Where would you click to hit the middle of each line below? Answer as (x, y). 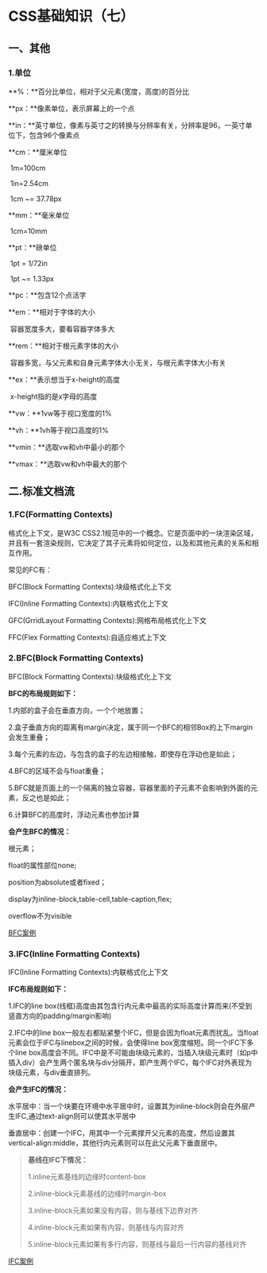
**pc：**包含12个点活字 (47, 295)
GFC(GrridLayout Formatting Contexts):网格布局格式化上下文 (107, 620)
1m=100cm (28, 168)
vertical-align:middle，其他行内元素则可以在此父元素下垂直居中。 (115, 1143)
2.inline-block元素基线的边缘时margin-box (97, 1194)
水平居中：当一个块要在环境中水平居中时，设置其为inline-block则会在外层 (128, 1106)
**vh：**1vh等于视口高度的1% (58, 430)
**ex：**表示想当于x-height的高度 (64, 379)
